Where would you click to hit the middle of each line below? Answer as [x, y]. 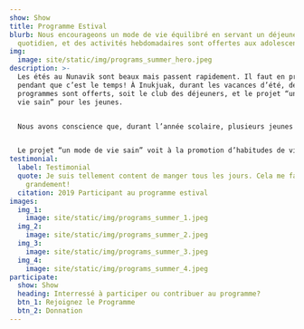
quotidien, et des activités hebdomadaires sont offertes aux [137, 43]
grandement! [48, 184]
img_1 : [30, 209]
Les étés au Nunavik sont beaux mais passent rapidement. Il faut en [151, 77]
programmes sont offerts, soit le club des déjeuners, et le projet [149, 93]
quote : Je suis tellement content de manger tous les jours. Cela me [151, 176]
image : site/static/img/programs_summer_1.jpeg [117, 218]
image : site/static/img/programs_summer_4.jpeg [117, 268]
